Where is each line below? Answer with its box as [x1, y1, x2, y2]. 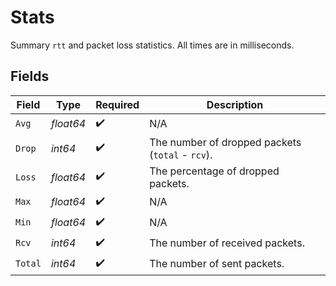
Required [95, 97, 140, 111]
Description [206, 97, 264, 111]
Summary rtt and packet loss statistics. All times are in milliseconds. [10, 39, 295, 51]
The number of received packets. [149, 236, 305, 250]
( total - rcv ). [149, 147, 213, 161]
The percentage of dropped [149, 164, 280, 178]
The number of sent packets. [149, 257, 285, 271]
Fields [10, 68, 50, 85]
